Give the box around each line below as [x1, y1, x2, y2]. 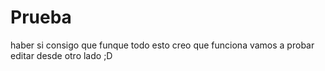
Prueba [10, 6, 72, 29]
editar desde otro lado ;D [10, 49, 113, 61]
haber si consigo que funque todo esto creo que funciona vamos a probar [10, 39, 315, 51]
